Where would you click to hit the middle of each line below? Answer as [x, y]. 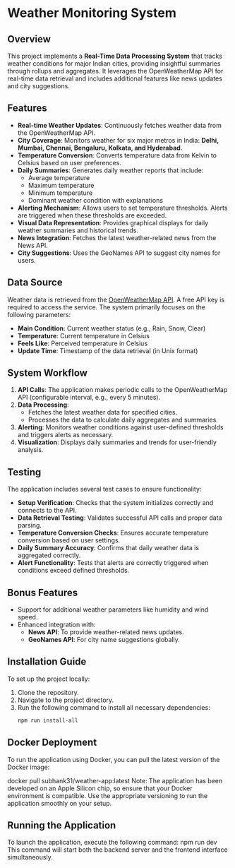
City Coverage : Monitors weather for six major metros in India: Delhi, [118, 140]
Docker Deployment [52, 743]
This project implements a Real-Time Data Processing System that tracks [115, 56]
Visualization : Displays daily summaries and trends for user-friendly [117, 442]
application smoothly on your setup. [60, 803]
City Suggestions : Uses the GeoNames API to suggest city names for [119, 253]
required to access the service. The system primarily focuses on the [107, 307]
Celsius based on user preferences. [69, 162]
